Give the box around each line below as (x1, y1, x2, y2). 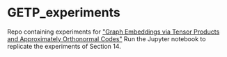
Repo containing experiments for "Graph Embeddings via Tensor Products (7, 27, 220, 36)
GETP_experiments (7, 5, 120, 21)
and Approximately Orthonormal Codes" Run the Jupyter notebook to (7, 34, 206, 43)
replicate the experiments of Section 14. (7, 42, 122, 50)
